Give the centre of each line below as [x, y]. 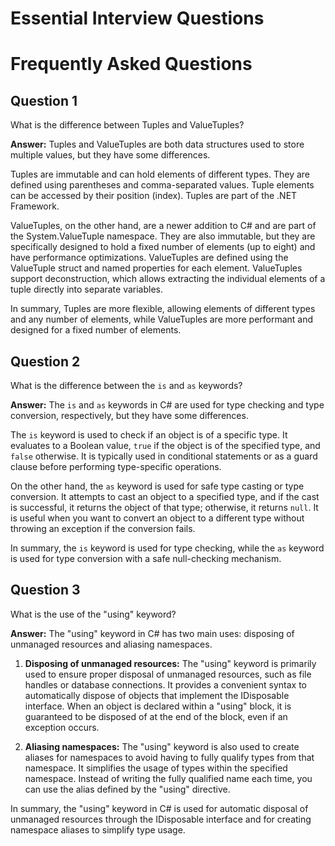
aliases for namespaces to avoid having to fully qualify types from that [169, 757]
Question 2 [45, 361]
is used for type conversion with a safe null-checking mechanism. [146, 558]
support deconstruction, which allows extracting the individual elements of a [168, 279]
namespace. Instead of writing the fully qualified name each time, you [168, 778]
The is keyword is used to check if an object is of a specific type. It [149, 435]
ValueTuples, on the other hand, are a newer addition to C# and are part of [163, 226]
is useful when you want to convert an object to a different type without [157, 518]
